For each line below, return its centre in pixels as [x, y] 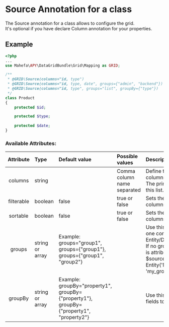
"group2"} [71, 262]
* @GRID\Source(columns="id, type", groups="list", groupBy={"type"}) [83, 89]
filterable [19, 202]
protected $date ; [32, 126]
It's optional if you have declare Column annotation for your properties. [79, 28]
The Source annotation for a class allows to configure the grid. [70, 23]
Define [154, 171]
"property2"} [74, 317]
